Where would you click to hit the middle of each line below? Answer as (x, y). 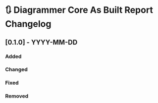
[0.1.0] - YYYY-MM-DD (41, 42)
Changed (17, 69)
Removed (17, 96)
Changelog (28, 24)
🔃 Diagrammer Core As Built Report (79, 10)
